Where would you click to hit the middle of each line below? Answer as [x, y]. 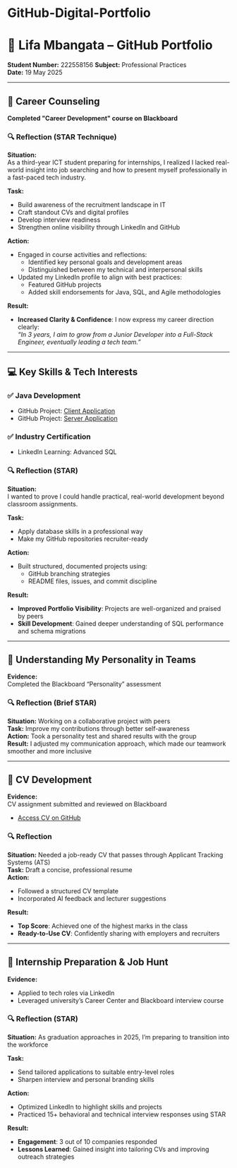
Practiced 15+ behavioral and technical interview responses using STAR [122, 1114]
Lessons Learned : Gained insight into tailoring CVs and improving [113, 1149]
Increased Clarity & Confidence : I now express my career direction [115, 320]
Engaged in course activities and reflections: [82, 255]
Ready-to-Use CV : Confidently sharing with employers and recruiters [119, 933]
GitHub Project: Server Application [67, 418]
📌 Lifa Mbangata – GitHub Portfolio [110, 46]
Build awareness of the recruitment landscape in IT [92, 205]
